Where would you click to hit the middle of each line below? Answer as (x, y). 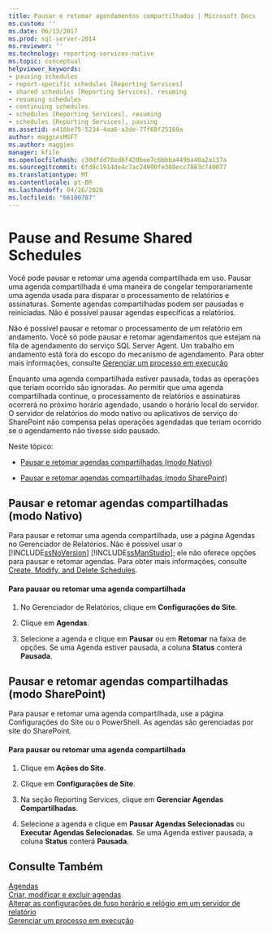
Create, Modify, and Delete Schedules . (73, 570)
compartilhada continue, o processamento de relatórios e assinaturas (125, 396)
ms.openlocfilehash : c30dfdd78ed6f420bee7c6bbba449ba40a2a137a (118, 160)
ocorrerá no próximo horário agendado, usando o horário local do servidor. (134, 405)
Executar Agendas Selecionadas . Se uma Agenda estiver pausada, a (136, 832)
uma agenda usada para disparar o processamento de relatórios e (119, 295)
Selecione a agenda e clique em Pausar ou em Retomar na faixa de (133, 638)
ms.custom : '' (32, 24)
